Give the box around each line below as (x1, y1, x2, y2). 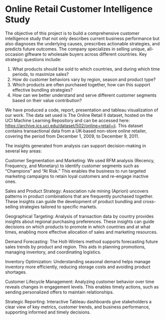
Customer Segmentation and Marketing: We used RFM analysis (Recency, (5, 157, 155, 163)
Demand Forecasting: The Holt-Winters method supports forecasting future (5, 238, 158, 245)
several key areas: (5, 148, 42, 154)
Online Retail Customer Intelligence (5, 3, 153, 15)
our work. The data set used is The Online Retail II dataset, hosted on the (5, 112, 153, 118)
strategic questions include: (5, 56, 62, 62)
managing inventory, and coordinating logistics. (5, 249, 101, 255)
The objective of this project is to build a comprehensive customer (5, 30, 140, 36)
